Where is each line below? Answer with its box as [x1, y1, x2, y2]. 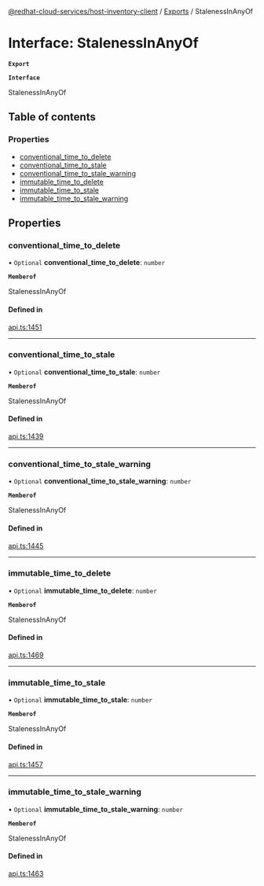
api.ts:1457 [8, 759, 43, 769]
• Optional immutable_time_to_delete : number [8, 586, 157, 595]
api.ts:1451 [8, 322, 42, 332]
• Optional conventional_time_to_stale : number [8, 367, 161, 377]
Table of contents [8, 110, 96, 124]
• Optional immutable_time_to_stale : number [8, 695, 153, 704]
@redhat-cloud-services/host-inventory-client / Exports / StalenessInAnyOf [8, 7, 254, 16]
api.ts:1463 [8, 869, 44, 879]
